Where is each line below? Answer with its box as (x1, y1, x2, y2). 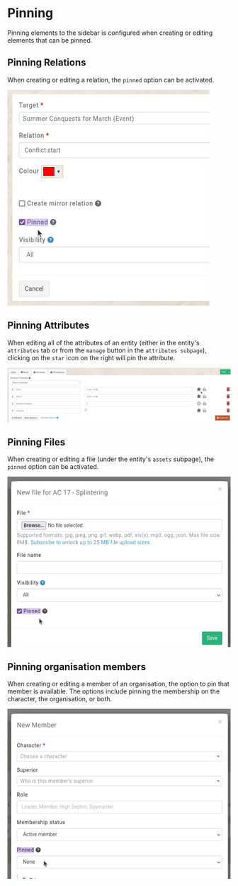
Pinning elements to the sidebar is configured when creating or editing (7, 28, 213, 37)
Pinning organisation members (7, 661, 147, 673)
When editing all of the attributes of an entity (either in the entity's (7, 338, 200, 347)
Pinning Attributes (7, 320, 90, 332)
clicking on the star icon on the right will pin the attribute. (7, 353, 176, 362)
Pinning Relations (7, 57, 86, 69)
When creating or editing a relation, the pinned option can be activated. (7, 75, 215, 84)
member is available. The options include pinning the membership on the (7, 687, 220, 696)
